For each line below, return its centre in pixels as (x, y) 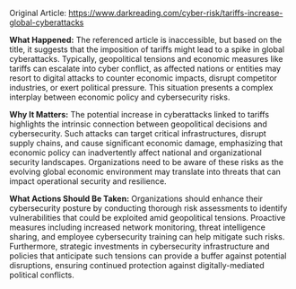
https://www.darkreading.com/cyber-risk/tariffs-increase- (176, 13)
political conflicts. (42, 275)
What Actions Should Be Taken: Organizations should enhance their (136, 198)
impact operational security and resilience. (88, 181)
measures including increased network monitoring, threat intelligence (138, 227)
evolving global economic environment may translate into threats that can (145, 171)
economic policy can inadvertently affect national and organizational (135, 153)
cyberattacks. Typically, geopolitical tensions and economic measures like (146, 59)
